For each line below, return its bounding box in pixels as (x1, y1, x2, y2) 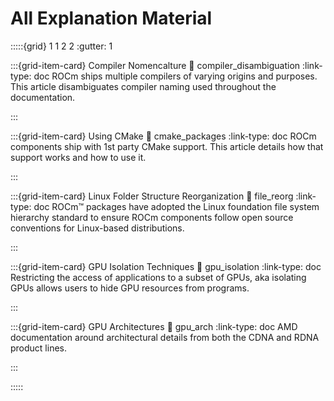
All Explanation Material (10, 7, 213, 30)
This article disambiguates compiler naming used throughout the (10, 80, 277, 92)
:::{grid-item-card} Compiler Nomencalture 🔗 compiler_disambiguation (10, 59, 301, 71)
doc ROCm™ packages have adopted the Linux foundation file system (33, 200, 320, 212)
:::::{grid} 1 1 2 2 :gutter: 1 (10, 40, 113, 52)
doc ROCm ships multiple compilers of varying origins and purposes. (33, 70, 318, 82)
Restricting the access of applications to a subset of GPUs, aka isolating (10, 271, 307, 283)
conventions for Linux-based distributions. (10, 222, 185, 234)
